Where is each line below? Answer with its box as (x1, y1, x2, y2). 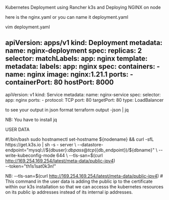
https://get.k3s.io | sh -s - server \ (5, 141, 76, 147)
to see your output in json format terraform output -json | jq (5, 106, 129, 113)
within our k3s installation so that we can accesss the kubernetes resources (5, 183, 163, 189)
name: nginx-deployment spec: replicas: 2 (5, 47, 142, 55)
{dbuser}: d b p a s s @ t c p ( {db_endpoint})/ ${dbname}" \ (48, 147, 158, 153)
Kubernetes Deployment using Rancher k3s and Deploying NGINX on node (5, 5, 161, 10)
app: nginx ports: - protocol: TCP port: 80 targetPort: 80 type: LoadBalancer (5, 97, 164, 103)
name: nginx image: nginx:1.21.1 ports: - (5, 70, 133, 79)
